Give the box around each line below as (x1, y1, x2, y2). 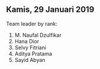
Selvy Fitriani (14, 44, 46, 51)
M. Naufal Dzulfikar (14, 32, 62, 39)
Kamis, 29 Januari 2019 (6, 5, 95, 15)
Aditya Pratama (14, 50, 52, 57)
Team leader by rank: (6, 20, 58, 27)
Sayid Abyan (14, 56, 46, 63)
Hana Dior (14, 37, 39, 44)
